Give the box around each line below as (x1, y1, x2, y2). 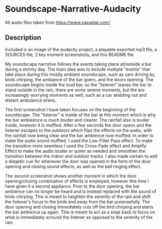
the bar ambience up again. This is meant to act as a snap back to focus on (5, 209, 155, 215)
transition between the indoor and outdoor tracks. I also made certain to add (5, 153, 158, 159)
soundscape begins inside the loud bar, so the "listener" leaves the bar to (5, 82, 152, 88)
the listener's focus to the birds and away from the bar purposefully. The (5, 198, 150, 205)
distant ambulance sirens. (5, 97, 57, 103)
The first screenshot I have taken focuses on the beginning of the (5, 106, 136, 112)
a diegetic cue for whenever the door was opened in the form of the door (5, 158, 151, 164)
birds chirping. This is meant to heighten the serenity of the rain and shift (5, 194, 151, 199)
